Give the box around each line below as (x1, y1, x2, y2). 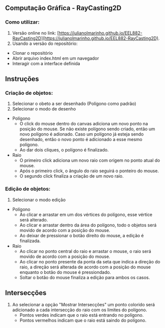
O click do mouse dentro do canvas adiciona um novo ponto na (19, 121, 148, 127)
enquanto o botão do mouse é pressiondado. (19, 269, 111, 275)
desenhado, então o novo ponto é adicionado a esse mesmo (19, 137, 143, 143)
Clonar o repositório (12, 50, 53, 56)
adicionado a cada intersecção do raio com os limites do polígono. (12, 307, 147, 313)
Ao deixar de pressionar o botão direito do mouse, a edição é (19, 232, 144, 238)
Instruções (5, 75, 39, 83)
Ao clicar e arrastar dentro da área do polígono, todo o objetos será (19, 222, 157, 228)
